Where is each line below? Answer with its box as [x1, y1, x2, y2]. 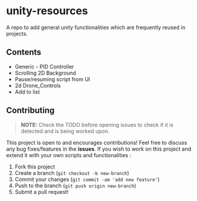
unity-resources [6, 4, 88, 18]
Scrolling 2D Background [14, 69, 76, 76]
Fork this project [14, 163, 55, 170]
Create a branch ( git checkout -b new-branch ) [14, 169, 130, 176]
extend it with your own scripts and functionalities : [6, 151, 132, 158]
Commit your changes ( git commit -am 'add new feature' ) [14, 176, 160, 183]
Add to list [14, 88, 40, 95]
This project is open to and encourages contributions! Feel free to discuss [6, 139, 187, 146]
